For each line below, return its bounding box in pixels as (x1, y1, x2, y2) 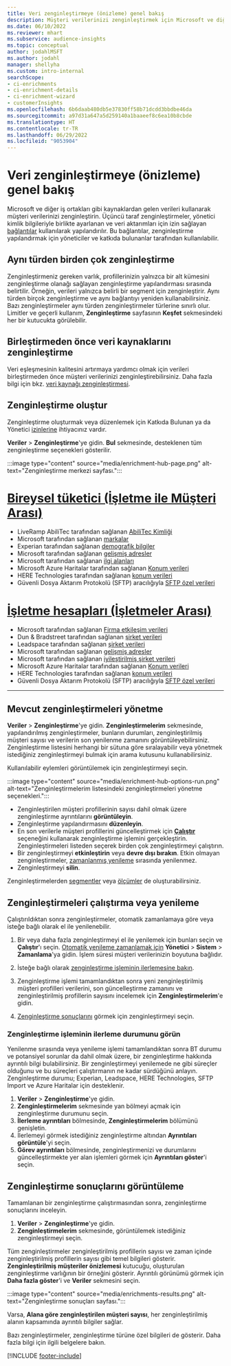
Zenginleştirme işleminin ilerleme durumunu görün (7, 1029, 181, 1039)
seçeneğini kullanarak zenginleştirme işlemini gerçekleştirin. (16, 835, 188, 843)
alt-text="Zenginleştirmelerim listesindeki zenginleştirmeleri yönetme (7, 784, 203, 793)
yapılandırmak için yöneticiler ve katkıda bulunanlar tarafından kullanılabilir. (7, 234, 219, 243)
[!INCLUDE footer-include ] (7, 1352, 82, 1360)
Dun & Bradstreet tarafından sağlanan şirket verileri (16, 633, 162, 641)
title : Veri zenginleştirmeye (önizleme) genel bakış (7, 10, 165, 17)
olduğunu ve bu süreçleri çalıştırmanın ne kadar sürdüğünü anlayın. (7, 1067, 198, 1075)
